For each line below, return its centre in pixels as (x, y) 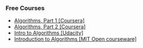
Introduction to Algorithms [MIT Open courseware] (75, 39)
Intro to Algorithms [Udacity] (49, 33)
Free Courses (25, 8)
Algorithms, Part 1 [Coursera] (49, 21)
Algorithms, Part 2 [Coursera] (50, 27)
